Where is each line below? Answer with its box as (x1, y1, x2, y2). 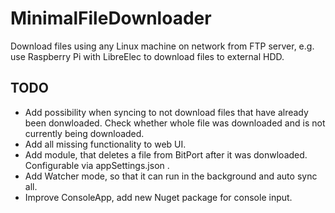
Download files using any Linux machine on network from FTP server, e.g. (10, 40, 315, 52)
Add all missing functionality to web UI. (24, 138, 187, 150)
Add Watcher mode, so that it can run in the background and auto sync (24, 170, 318, 182)
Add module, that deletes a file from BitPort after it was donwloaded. (24, 148, 308, 161)
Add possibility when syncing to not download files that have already (24, 106, 309, 118)
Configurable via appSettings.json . (24, 159, 170, 171)
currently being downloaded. (24, 127, 145, 139)
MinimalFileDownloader (10, 7, 212, 30)
